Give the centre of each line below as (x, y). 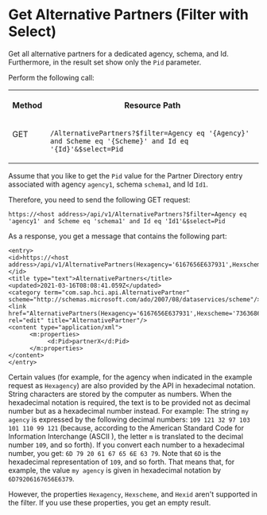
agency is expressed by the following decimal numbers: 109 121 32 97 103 (129, 419)
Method (27, 105)
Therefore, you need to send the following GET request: (99, 199)
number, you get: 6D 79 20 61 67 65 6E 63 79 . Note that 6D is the (115, 453)
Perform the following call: (51, 77)
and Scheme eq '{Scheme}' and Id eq (120, 141)
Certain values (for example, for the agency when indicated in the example (130, 377)
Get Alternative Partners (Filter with (128, 15)
